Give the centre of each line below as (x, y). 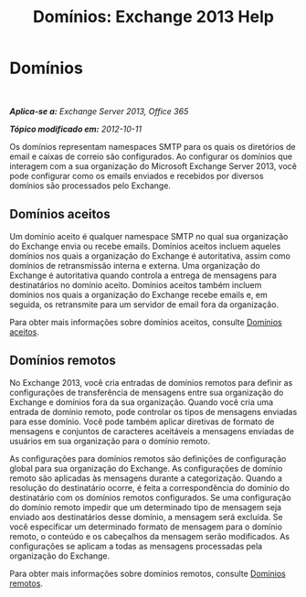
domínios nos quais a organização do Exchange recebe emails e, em (138, 294)
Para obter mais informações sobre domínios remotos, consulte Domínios (148, 573)
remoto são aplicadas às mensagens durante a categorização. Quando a (146, 478)
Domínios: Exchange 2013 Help (153, 17)
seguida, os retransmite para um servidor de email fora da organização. (144, 304)
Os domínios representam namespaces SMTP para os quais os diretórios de (153, 146)
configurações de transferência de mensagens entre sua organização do (147, 392)
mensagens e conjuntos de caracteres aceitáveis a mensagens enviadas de (152, 431)
